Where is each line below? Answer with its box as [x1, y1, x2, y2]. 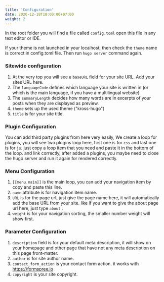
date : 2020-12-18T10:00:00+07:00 [5, 12, 74, 17]
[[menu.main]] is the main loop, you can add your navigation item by [12, 179, 152, 185]
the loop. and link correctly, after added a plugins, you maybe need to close [5, 150, 159, 156]
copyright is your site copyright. [12, 271, 78, 277]
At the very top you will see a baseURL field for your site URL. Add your [12, 74, 155, 80]
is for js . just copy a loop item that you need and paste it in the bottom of [5, 145, 154, 151]
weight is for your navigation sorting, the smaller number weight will [12, 211, 150, 217]
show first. [12, 216, 34, 222]
